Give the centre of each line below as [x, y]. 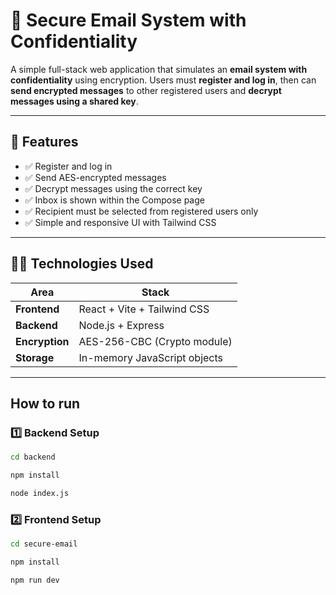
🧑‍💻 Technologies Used [82, 264]
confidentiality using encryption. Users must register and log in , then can [163, 80]
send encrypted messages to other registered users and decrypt [146, 90]
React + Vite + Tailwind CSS [144, 309]
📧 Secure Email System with [128, 20]
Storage [35, 357]
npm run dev [35, 580]
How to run [45, 403]
